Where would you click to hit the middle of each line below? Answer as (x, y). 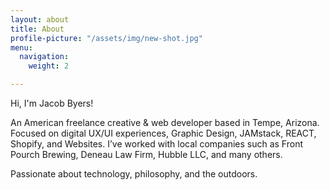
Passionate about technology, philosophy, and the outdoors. (134, 174)
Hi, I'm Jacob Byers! (52, 103)
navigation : (44, 57)
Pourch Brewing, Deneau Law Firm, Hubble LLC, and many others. (146, 154)
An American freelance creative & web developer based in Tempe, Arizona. (165, 122)
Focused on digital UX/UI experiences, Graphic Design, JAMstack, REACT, (163, 133)
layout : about (40, 19)
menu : (21, 47)
